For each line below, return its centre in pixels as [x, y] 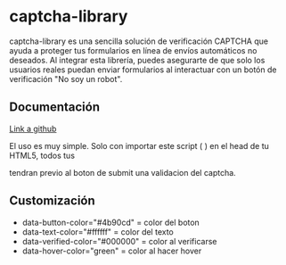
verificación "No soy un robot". [66, 79]
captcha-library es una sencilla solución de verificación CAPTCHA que [139, 41]
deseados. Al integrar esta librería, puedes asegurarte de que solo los [137, 60]
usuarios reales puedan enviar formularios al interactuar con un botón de [143, 70]
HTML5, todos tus [42, 155]
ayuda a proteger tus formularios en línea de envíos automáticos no [133, 50]
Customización [52, 201]
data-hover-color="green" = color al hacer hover [112, 251]
